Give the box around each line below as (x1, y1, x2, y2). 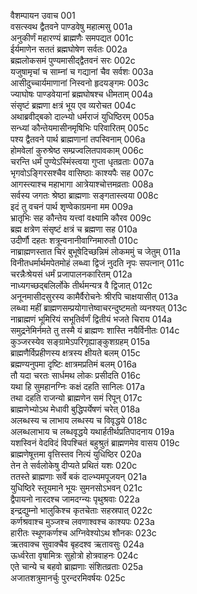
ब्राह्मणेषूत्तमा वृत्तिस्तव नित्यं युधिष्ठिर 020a (10, 448, 142, 460)
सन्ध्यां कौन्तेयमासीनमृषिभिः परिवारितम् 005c (10, 122, 150, 134)
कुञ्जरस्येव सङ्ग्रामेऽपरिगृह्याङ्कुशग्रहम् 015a (10, 336, 151, 347)
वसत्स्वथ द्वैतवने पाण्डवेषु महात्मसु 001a (10, 21, 133, 32)
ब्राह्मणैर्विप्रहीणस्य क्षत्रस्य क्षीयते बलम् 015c (10, 347, 141, 359)
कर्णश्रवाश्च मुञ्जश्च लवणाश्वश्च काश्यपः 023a (10, 516, 155, 527)
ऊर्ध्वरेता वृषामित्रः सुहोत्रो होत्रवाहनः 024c (10, 550, 139, 561)
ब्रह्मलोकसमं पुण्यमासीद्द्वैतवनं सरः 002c (10, 55, 136, 66)
